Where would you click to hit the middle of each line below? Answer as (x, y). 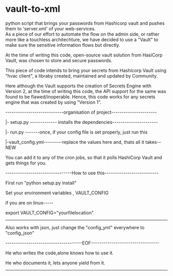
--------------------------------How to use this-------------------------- (82, 173)
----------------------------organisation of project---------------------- (81, 112)
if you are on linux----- (30, 203)
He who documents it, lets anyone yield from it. (55, 263)
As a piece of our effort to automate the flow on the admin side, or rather (82, 34)
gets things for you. (26, 163)
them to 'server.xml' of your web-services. (51, 28)
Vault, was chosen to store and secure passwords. (59, 60)
